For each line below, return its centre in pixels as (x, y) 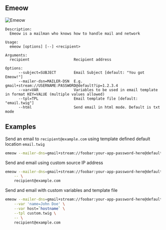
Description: (19, 29)
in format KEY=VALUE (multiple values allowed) (55, 94)
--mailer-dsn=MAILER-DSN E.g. (50, 81)
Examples (21, 127)
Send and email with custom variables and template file (61, 190)
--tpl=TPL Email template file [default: (78, 99)
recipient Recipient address (61, 59)
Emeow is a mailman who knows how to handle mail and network (75, 33)
